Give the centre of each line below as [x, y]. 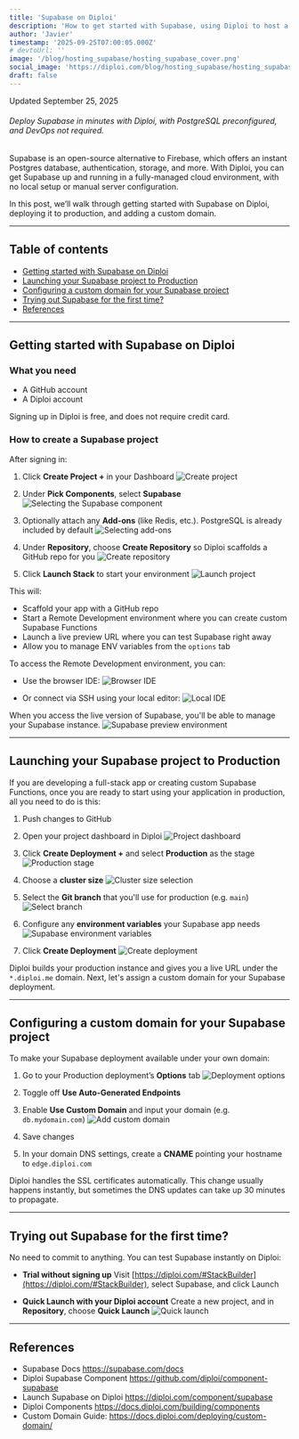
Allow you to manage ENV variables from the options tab [126, 646]
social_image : [36, 68]
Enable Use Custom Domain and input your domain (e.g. [126, 1110]
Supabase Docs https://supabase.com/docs [103, 1369]
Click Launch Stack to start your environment [105, 573]
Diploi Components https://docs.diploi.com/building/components [141, 1406]
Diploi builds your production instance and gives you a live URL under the [144, 968]
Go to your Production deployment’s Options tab [111, 1076]
